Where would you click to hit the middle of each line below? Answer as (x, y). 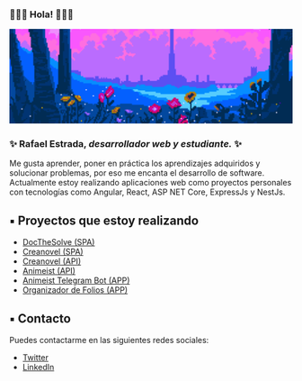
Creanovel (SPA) (53, 252)
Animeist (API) (49, 271)
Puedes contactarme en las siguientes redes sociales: (109, 340)
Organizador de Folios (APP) (75, 290)
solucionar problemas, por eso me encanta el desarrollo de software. (137, 173)
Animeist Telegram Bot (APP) (76, 281)
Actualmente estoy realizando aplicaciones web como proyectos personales (151, 183)
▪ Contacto (40, 318)
